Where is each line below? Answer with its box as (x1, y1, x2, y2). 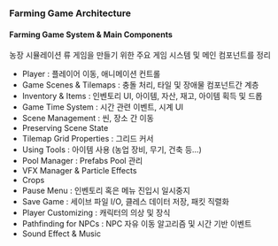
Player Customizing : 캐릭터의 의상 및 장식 (21, 207, 171, 219)
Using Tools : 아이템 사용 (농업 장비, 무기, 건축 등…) (21, 144, 202, 155)
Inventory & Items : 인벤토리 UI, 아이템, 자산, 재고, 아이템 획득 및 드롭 (21, 91, 263, 102)
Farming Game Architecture (9, 7, 131, 19)
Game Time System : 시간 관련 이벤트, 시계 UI (21, 102, 184, 112)
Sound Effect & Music (21, 228, 102, 239)
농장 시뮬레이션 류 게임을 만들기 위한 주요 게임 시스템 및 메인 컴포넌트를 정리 (9, 50, 272, 60)
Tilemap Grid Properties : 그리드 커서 (21, 134, 154, 144)
